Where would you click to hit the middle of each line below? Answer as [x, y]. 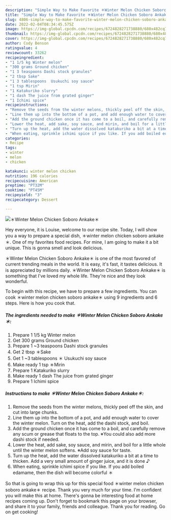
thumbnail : [17, 34]
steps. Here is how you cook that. [40, 303]
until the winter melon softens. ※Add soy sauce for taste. [72, 450]
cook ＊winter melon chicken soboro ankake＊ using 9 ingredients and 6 [81, 297]
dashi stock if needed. [36, 439]
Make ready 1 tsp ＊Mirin [39, 364]
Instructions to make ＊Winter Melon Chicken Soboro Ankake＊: [75, 393]
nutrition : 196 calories [32, 176]
